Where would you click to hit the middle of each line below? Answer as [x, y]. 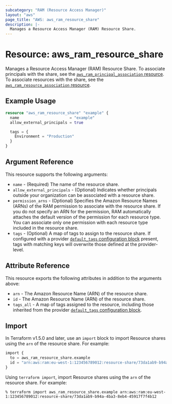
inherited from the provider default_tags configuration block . [77, 310]
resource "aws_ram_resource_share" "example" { [57, 113]
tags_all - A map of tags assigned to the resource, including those [83, 304]
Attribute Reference [38, 266]
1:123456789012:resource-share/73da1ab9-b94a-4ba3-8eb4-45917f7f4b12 [81, 396]
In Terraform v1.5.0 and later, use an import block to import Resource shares [85, 338]
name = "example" [52, 118]
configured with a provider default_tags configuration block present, [85, 238]
